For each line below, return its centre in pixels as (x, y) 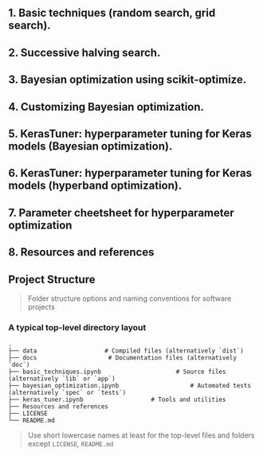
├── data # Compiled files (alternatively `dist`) (126, 351)
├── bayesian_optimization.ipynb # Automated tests (130, 386)
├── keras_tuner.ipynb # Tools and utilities (117, 400)
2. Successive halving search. (84, 52)
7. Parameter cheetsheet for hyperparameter (122, 213)
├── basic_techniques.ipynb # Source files (117, 372)
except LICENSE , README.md (71, 444)
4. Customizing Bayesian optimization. (106, 107)
